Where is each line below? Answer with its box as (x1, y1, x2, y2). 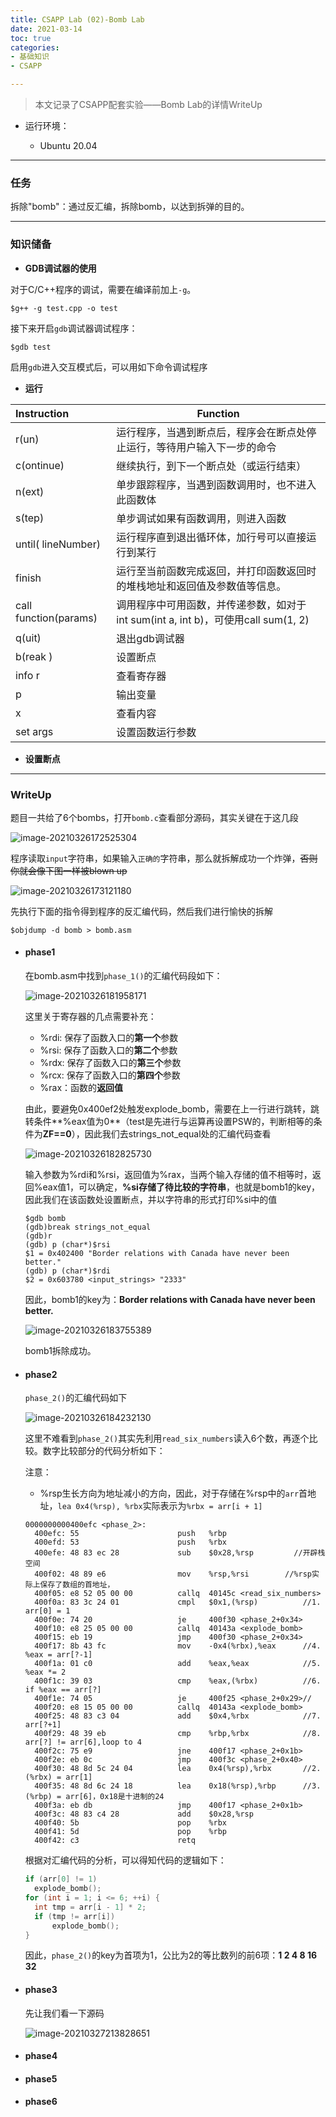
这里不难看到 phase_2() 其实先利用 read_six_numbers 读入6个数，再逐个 (24, 1432, 310, 1445)
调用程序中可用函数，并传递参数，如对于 (116, 597, 307, 611)
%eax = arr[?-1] (24, 1650, 93, 1660)
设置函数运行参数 (116, 725, 197, 739)
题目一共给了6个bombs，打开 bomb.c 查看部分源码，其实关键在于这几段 (10, 811, 299, 823)
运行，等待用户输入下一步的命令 (126, 440, 277, 454)
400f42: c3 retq (34, 1836, 196, 1846)
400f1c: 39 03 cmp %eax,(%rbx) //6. (34, 1676, 322, 1686)
